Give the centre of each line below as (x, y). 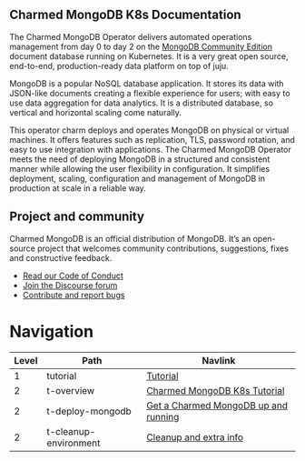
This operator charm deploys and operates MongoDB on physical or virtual (149, 130)
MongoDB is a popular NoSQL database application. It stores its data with (147, 83)
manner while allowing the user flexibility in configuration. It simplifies (140, 168)
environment (74, 443)
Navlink (219, 360)
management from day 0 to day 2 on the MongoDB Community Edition (141, 46)
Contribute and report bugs (74, 295)
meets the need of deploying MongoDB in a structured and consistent (140, 159)
